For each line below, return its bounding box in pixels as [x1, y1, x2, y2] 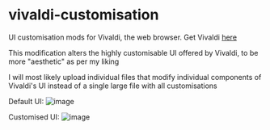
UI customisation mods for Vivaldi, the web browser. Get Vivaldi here [8, 32, 237, 42]
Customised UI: [8, 111, 60, 122]
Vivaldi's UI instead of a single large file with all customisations [8, 81, 218, 90]
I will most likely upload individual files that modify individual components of [8, 72, 262, 82]
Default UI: [8, 96, 44, 106]
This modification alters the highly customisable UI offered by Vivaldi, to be [8, 48, 259, 57]
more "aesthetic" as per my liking [8, 57, 120, 66]
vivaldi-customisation [8, 6, 159, 24]
